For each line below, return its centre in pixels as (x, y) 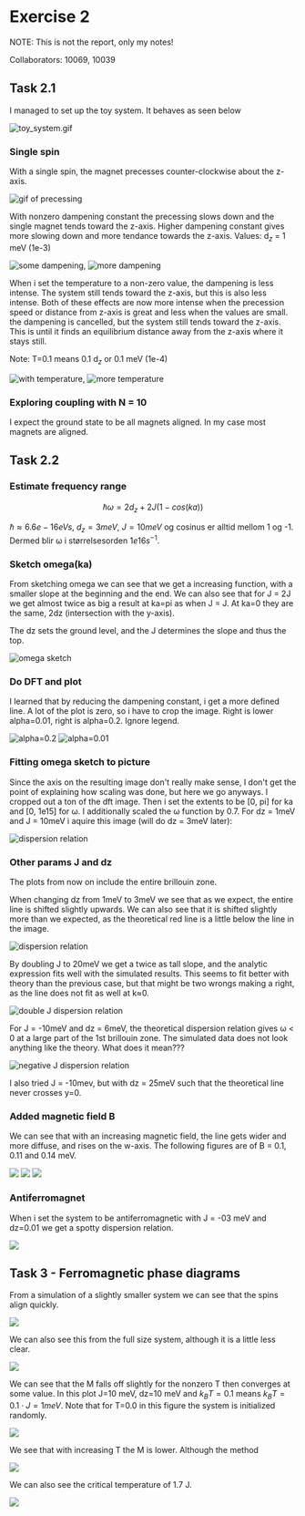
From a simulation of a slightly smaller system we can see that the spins (144, 1295)
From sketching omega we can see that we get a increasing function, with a (151, 584)
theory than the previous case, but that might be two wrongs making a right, (152, 984)
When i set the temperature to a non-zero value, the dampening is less (142, 283)
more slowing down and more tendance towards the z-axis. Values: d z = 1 (147, 237)
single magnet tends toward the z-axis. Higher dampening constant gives (147, 226)
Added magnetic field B (62, 1116)
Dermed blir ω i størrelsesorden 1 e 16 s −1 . (85, 540)
